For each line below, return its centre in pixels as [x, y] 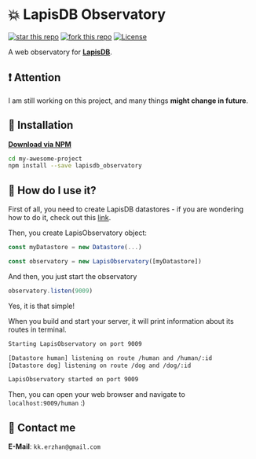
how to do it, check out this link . [60, 218]
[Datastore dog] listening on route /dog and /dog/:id [100, 365]
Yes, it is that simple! [42, 306]
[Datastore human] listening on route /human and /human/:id [110, 358]
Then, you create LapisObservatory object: [78, 233]
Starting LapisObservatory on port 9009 [75, 343]
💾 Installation [41, 125]
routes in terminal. [37, 329]
